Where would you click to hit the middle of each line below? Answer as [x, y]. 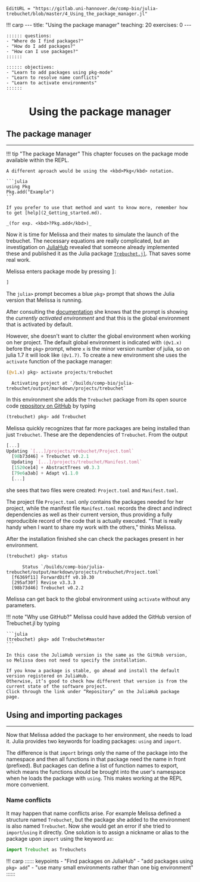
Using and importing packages [65, 715]
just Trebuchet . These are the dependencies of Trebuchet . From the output [97, 434]
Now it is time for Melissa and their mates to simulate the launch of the [93, 234]
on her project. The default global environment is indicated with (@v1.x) [94, 342]
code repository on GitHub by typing [51, 406]
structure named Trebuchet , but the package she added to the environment [98, 819]
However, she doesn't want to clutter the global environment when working [98, 336]
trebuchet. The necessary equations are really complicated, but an [88, 241]
